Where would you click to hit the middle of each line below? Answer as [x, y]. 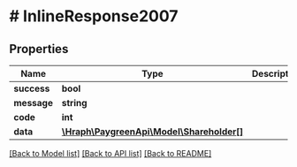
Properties [39, 49]
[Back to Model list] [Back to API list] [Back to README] [110, 153]
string [74, 103]
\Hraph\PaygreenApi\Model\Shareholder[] [152, 132]
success [32, 88]
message [33, 103]
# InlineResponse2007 [94, 16]
